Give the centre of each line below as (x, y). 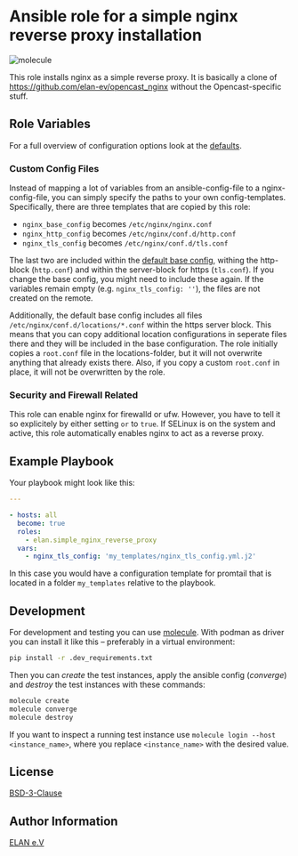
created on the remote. (51, 298)
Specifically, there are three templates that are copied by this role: (130, 207)
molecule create (39, 700)
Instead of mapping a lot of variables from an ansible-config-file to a (135, 188)
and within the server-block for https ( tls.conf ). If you (174, 270)
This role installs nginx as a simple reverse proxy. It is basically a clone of (143, 77)
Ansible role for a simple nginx (124, 16)
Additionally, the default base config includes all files (106, 315)
